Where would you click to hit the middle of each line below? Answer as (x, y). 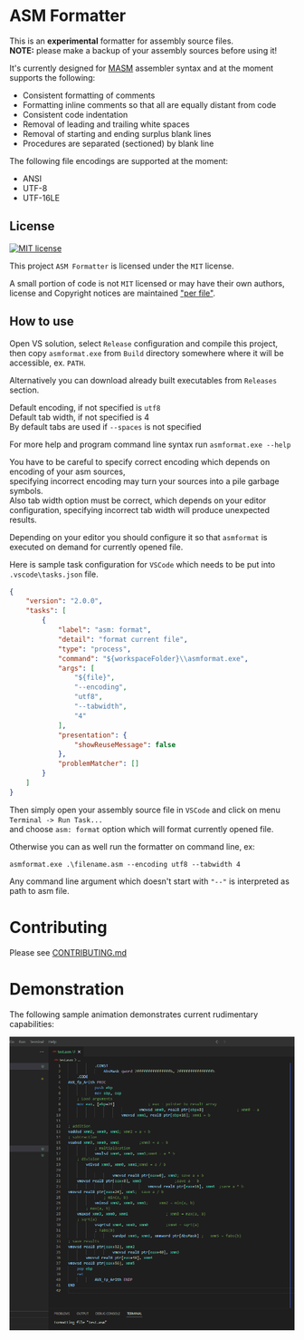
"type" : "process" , (94, 649)
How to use (42, 321)
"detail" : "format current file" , (123, 639)
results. (24, 519)
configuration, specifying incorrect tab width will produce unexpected (139, 510)
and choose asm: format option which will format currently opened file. (142, 829)
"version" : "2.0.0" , (64, 601)
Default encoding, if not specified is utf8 (85, 407)
